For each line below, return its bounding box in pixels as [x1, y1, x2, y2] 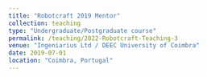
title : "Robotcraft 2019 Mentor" [8, 11, 121, 20]
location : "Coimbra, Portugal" [8, 57, 114, 65]
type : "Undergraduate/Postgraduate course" [8, 26, 157, 34]
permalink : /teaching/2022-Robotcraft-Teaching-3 [8, 34, 179, 43]
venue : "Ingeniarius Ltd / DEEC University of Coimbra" [8, 42, 200, 50]
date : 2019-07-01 [8, 49, 67, 57]
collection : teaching [8, 19, 81, 27]
